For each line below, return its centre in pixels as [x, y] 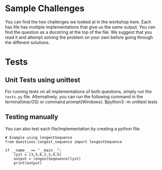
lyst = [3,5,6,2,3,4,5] [38, 155]
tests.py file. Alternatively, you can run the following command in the [74, 96]
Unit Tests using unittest [43, 80]
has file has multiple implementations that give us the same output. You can [80, 27]
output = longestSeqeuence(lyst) [47, 159]
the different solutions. [27, 42]
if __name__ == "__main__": [33, 150]
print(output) [28, 163]
